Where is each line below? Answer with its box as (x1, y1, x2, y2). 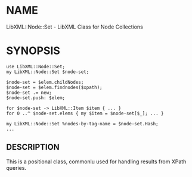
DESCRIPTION (6, 142, 60, 152)
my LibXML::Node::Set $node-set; (6, 69, 89, 75)
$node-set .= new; (6, 90, 52, 96)
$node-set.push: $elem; (6, 94, 66, 101)
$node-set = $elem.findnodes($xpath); (6, 84, 103, 90)
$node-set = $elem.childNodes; (6, 79, 84, 85)
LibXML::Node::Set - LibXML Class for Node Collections (6, 23, 143, 30)
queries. (6, 164, 27, 171)
